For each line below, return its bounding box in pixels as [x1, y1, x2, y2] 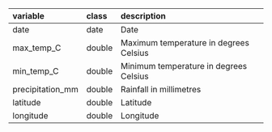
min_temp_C [12, 66, 59, 76]
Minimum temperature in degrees [120, 61, 248, 71]
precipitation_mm [12, 84, 79, 95]
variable [12, 11, 45, 21]
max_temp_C [12, 42, 62, 53]
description [120, 11, 166, 21]
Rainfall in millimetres [120, 84, 202, 95]
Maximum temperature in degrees [120, 37, 249, 48]
